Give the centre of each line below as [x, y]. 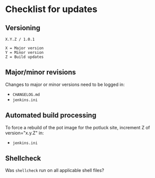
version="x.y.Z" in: [25, 133]
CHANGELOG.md [26, 95]
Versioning [23, 28]
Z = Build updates [24, 57]
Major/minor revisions [41, 72]
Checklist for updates [51, 9]
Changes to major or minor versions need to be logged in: [65, 84]
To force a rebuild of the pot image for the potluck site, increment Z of [77, 127]
